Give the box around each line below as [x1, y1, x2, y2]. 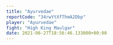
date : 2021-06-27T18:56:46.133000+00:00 [6, 30, 108, 36]
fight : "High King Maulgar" [6, 25, 76, 31]
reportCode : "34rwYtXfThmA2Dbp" [6, 14, 86, 20]
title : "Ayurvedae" [6, 8, 54, 15]
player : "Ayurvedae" [6, 19, 57, 25]
